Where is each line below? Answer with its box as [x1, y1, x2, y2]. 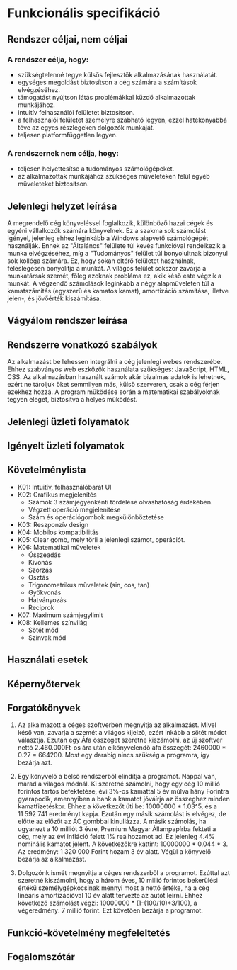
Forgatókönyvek [7, 701, 81, 714]
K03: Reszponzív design [17, 520, 89, 529]
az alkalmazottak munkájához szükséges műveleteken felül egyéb [17, 172, 210, 181]
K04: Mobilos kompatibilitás [17, 528, 99, 536]
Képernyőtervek [7, 678, 81, 690]
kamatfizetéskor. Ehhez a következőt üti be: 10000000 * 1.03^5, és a [17, 802, 217, 811]
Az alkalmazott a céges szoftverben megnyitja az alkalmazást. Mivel [17, 721, 217, 729]
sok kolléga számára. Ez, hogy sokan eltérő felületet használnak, [7, 256, 196, 265]
